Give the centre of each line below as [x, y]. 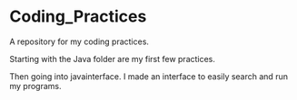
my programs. [35, 86]
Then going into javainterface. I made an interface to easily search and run [149, 76]
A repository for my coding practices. [79, 41]
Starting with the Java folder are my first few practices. [113, 59]
